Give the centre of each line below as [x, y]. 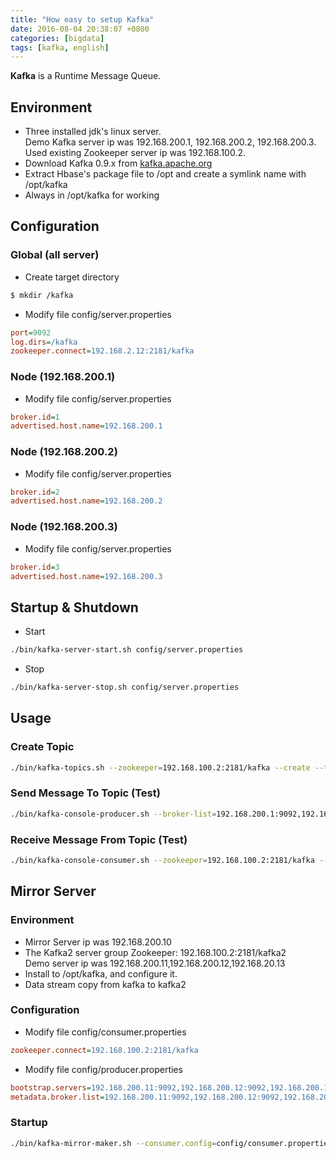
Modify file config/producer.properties [103, 1069]
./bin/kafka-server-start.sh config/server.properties [127, 650]
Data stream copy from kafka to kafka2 [105, 984]
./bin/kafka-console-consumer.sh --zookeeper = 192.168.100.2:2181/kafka [162, 860]
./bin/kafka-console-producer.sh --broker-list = [113, 814]
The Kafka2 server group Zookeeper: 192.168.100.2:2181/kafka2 [155, 952]
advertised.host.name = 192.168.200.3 [86, 576]
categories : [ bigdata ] [57, 38]
